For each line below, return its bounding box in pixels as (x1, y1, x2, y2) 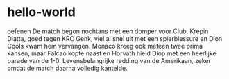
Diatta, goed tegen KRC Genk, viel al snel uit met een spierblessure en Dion (7, 34, 223, 42)
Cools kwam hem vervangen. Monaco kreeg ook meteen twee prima (7, 42, 203, 50)
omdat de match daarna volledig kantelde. (7, 64, 128, 72)
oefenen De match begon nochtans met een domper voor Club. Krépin (7, 27, 209, 35)
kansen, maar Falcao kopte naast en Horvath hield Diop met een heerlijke (7, 49, 217, 58)
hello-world (7, 4, 76, 20)
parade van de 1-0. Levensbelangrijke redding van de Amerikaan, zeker (7, 56, 212, 64)
